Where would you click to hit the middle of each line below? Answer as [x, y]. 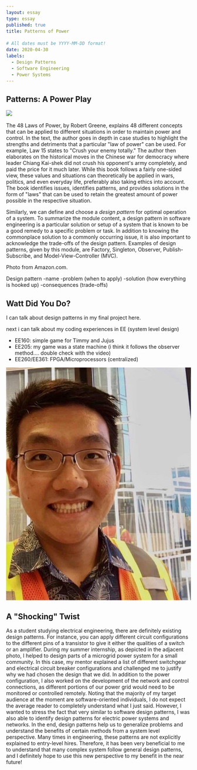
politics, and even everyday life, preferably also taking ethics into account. [96, 182]
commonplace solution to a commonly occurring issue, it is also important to [98, 237]
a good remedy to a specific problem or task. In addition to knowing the [92, 231]
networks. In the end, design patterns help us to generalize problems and [95, 725]
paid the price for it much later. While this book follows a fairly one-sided [94, 169]
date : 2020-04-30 [27, 50]
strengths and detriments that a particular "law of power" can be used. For [96, 144]
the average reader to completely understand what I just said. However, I [94, 706]
